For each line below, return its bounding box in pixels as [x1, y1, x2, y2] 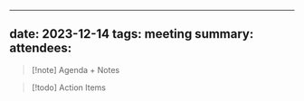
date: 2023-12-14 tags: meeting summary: [9, 26, 254, 41]
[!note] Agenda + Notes [31, 64, 120, 75]
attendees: [9, 41, 72, 56]
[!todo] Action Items [31, 82, 107, 93]
